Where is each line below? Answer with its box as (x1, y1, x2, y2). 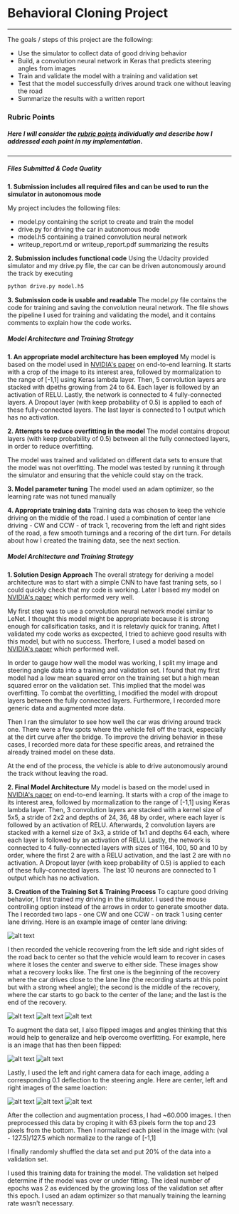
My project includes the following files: (7, 203, 121, 212)
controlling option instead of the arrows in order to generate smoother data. (7, 902, 229, 911)
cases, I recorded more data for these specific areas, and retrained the (7, 740, 215, 748)
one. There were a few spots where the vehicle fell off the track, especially (7, 725, 226, 733)
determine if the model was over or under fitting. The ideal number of (7, 1176, 211, 1185)
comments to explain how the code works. (7, 318, 132, 326)
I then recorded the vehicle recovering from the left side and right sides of (7, 944, 224, 954)
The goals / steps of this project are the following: (7, 35, 153, 43)
